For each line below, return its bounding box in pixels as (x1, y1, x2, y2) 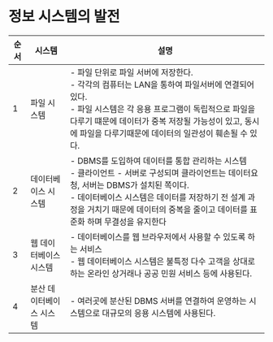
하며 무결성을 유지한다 (86, 216, 167, 227)
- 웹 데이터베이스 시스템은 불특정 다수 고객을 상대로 (70, 255, 256, 266)
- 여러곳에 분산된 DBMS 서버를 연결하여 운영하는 (70, 295, 247, 306)
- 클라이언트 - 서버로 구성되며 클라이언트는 (70, 167, 227, 179)
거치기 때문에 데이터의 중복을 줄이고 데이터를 (86, 204, 248, 215)
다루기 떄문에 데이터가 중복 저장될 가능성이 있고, (70, 115, 243, 127)
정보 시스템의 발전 (8, 7, 120, 26)
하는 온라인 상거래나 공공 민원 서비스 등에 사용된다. (70, 267, 253, 279)
